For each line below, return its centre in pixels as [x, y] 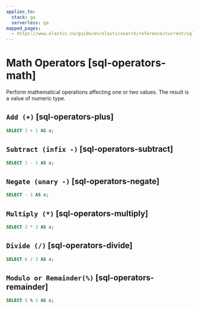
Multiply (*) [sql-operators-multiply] [77, 213]
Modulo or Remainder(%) [50, 278]
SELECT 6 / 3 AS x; [30, 259]
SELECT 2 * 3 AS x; [30, 227]
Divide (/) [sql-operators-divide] [70, 246]
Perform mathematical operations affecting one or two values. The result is [98, 92]
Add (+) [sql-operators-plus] [60, 117]
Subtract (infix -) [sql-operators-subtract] [90, 149]
